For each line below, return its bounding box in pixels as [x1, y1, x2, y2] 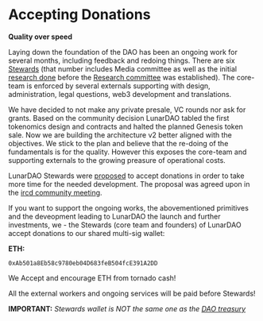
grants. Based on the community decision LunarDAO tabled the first [8, 113, 230, 122]
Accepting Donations [8, 6, 151, 24]
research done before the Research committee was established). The [8, 72, 235, 82]
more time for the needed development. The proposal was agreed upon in [8, 179, 250, 188]
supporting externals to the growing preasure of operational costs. [8, 155, 226, 164]
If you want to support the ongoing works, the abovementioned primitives [8, 203, 249, 212]
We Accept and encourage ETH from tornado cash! [8, 273, 176, 283]
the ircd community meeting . [8, 188, 102, 197]
